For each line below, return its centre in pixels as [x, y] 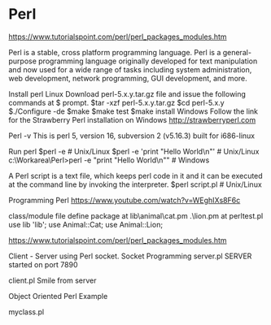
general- [237, 52]
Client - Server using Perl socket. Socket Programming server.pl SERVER [130, 256]
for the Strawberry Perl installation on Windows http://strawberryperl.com [132, 119]
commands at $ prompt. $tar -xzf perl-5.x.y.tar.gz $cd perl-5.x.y [117, 102]
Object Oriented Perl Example [58, 296]
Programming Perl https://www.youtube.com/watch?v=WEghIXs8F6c [125, 200]
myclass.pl [26, 312]
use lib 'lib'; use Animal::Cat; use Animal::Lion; [86, 224]
